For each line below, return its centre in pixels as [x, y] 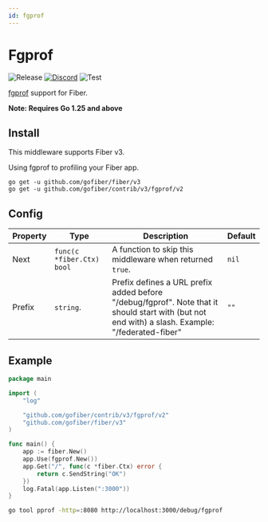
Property [30, 236]
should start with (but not [159, 312]
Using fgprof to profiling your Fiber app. [74, 167]
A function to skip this [152, 249]
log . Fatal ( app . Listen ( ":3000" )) [76, 489]
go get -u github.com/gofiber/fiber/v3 [75, 183]
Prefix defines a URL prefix [162, 282]
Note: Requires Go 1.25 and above [65, 108]
